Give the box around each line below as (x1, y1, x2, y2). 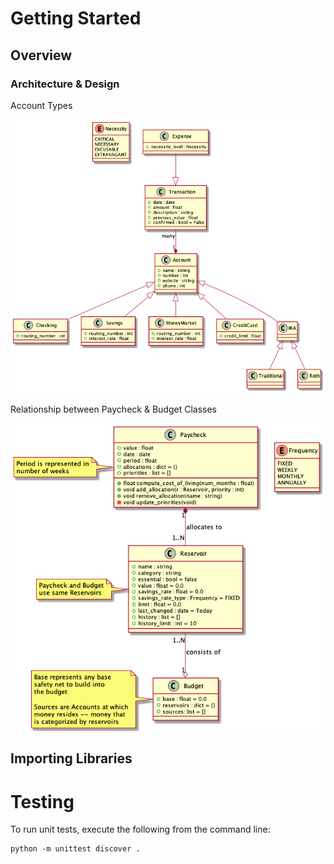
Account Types (10, 99, 73, 111)
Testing (10, 790, 75, 813)
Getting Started (10, 7, 142, 30)
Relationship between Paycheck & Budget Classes (10, 403, 217, 415)
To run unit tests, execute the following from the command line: (10, 823, 271, 836)
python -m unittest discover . (10, 844, 141, 854)
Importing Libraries (10, 750, 133, 767)
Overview (10, 47, 73, 64)
